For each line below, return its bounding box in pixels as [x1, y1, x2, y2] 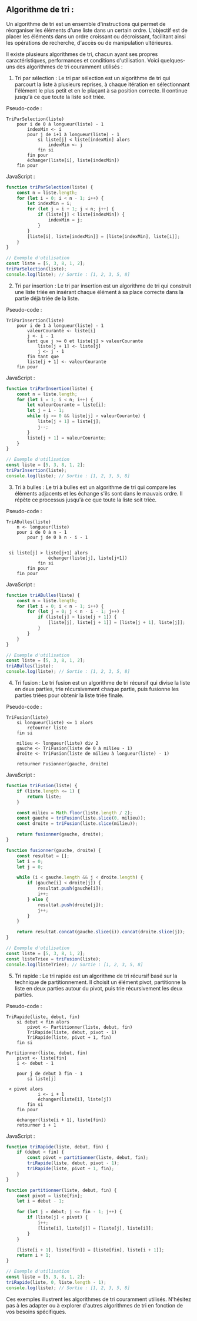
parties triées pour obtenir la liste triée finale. [14, 692, 124, 699]
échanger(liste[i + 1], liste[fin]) [16, 1117, 107, 1123]
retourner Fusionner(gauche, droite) [16, 761, 109, 767]
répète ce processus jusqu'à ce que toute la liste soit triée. [14, 496, 157, 503]
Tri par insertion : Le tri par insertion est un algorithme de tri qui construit [14, 282, 192, 289]
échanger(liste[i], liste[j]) [37, 1096, 112, 1102]
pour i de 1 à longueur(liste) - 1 [16, 322, 104, 329]
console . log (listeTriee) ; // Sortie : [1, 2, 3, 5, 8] [6, 962, 143, 967]
